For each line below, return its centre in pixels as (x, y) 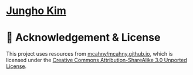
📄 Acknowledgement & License (83, 38)
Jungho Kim (36, 11)
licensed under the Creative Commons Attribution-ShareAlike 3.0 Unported (97, 60)
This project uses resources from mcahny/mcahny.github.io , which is (89, 54)
